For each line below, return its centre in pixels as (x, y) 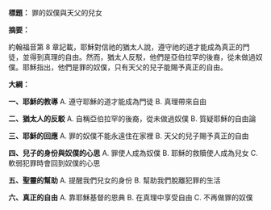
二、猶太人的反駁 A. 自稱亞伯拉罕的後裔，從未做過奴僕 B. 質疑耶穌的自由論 (132, 119)
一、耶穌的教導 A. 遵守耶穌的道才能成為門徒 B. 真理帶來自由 (108, 101)
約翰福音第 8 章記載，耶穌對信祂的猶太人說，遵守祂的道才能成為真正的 (126, 47)
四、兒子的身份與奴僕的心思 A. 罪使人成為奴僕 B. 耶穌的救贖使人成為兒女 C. (133, 153)
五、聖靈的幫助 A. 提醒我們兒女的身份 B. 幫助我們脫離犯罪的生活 (115, 180)
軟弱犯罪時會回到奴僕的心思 (54, 163)
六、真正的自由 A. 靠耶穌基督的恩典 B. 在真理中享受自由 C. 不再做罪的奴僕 (131, 197)
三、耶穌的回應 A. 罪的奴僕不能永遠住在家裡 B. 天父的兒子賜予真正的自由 (129, 136)
